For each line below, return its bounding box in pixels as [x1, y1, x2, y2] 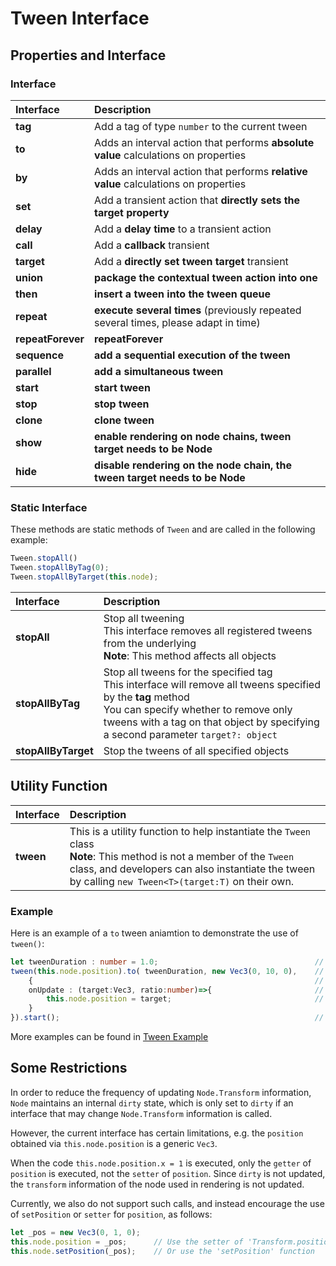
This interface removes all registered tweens [103, 623, 313, 637]
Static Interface [10, 500, 88, 514]
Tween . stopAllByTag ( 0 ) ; [10, 563, 110, 573]
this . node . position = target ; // [46, 994, 325, 1004]
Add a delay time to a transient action [94, 222, 272, 236]
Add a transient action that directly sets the [94, 193, 301, 207]
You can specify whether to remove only [103, 702, 293, 716]
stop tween [94, 397, 150, 411]
